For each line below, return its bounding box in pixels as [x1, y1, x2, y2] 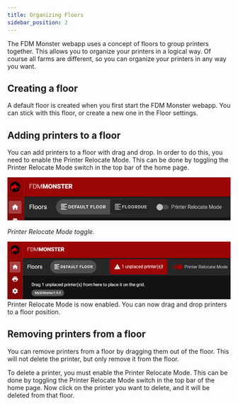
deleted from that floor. [7, 391, 75, 399]
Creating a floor [7, 82, 78, 94]
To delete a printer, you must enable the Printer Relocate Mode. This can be [7, 368, 228, 377]
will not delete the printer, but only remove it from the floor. [7, 355, 179, 363]
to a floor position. [7, 308, 61, 316]
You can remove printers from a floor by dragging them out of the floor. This [7, 347, 229, 355]
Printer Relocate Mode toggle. [7, 227, 95, 235]
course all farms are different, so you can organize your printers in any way [7, 54, 227, 63]
